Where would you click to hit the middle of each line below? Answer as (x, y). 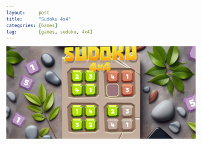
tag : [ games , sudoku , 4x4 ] (50, 32)
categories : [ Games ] (32, 25)
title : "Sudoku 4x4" (38, 19)
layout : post (28, 13)
